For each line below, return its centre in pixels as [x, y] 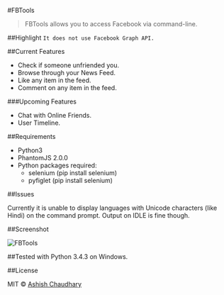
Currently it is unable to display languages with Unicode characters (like [112, 208]
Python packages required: [57, 165]
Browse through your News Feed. [66, 73]
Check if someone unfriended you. [68, 65]
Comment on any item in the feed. [67, 88]
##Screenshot [28, 229]
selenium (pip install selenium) [73, 173]
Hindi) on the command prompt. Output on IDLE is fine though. [99, 215]
